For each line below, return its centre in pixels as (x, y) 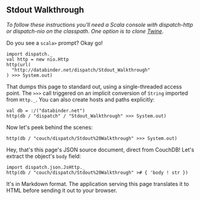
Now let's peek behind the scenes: (49, 127)
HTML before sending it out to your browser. (62, 190)
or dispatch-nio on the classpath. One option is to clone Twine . (85, 31)
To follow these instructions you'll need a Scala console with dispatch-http (100, 24)
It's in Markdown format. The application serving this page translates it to (98, 184)
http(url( (19, 64)
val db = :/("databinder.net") (46, 111)
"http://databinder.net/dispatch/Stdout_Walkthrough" (81, 70)
